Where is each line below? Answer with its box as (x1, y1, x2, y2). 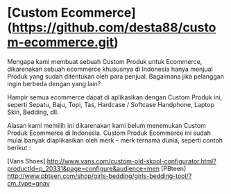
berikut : (7, 143, 31, 152)
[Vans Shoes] (7, 156, 46, 165)
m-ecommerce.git (7, 35, 114, 50)
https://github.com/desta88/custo (12, 19, 216, 35)
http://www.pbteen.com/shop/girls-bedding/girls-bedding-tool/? (7, 172, 192, 180)
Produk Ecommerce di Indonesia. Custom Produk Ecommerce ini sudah (7, 129, 212, 137)
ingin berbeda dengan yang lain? (7, 79, 101, 88)
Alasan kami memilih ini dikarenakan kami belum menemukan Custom (7, 121, 207, 129)
